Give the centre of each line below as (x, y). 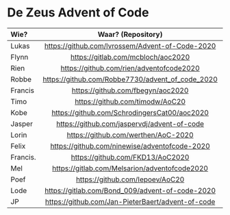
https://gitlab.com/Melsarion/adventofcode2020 (130, 168)
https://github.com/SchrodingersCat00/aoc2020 (130, 112)
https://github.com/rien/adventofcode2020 (130, 68)
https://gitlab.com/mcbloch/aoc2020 (130, 57)
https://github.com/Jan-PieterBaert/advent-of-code (130, 201)
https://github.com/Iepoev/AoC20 (130, 179)
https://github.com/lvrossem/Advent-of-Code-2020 (130, 46)
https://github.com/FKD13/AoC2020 (130, 157)
